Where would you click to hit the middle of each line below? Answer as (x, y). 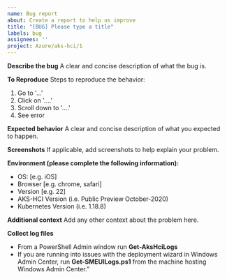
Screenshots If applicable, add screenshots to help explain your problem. (113, 150)
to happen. (23, 136)
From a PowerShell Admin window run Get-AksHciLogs (97, 247)
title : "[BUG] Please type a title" (60, 27)
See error (31, 115)
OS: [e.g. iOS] (37, 176)
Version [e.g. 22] (42, 191)
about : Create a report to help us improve (72, 20)
